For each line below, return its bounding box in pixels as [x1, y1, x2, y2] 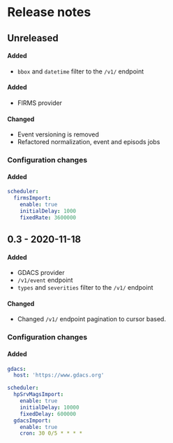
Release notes [7, 4, 91, 20]
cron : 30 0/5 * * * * [20, 430, 82, 437]
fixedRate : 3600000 [20, 214, 77, 221]
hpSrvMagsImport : [13, 391, 64, 398]
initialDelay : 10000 [20, 404, 80, 411]
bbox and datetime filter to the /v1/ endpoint [17, 67, 144, 76]
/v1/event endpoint [17, 276, 73, 284]
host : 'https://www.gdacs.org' [13, 372, 105, 379]
